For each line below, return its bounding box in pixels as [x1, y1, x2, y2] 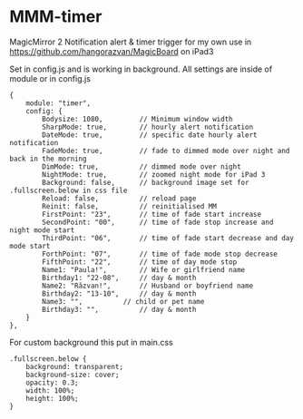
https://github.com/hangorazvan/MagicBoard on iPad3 [9, 45, 214, 56]
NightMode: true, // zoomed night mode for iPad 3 [42, 170, 266, 179]
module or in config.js [9, 73, 91, 83]
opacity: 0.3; [25, 378, 79, 387]
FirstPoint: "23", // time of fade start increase [42, 209, 261, 219]
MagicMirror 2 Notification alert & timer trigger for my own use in [9, 36, 252, 47]
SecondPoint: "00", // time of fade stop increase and [42, 218, 274, 227]
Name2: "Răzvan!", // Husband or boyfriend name [42, 281, 254, 290]
